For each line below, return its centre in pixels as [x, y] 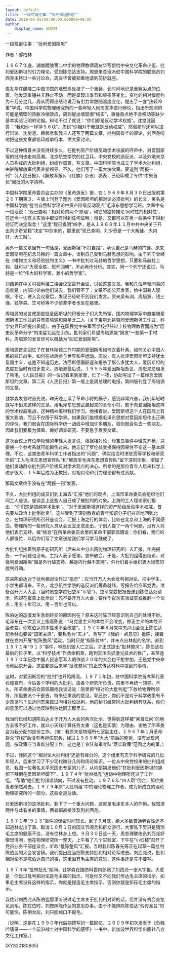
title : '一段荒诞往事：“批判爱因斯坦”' [42, 15]
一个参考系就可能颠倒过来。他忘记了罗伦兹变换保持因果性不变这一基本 [87, 447]
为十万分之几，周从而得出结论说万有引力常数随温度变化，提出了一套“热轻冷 [84, 101]
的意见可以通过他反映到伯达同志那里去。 [47, 708]
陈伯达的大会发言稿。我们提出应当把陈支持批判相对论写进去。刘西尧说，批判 [85, 853]
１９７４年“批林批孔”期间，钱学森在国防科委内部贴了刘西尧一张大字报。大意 [85, 870]
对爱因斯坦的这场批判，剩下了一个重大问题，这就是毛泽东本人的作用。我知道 [85, 804]
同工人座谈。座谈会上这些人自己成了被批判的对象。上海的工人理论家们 [78, 501]
